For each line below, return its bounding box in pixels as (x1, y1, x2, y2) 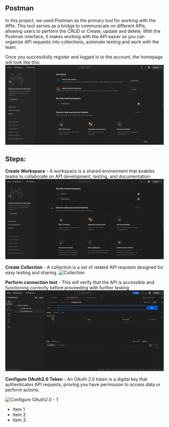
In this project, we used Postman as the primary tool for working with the (5, 17, 156, 23)
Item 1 (12, 406, 25, 412)
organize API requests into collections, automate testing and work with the (5, 39, 159, 45)
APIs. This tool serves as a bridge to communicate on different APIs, (5, 23, 147, 29)
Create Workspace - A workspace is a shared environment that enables (5, 168, 155, 174)
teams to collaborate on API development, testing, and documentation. (5, 174, 151, 180)
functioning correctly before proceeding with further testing (5, 285, 129, 291)
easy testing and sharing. (5, 270, 58, 276)
